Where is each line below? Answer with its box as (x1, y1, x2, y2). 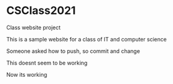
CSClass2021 (6, 4, 76, 18)
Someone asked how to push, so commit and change (6, 47, 141, 55)
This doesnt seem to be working (6, 59, 87, 66)
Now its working (6, 71, 48, 78)
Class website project (6, 24, 61, 31)
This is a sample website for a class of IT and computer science (6, 35, 167, 43)
